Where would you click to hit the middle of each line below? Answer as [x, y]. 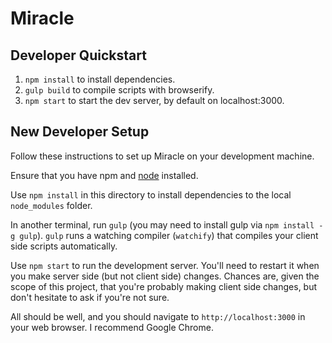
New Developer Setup [80, 132]
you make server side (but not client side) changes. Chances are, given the [165, 276]
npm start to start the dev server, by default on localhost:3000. [154, 100]
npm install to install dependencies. [100, 79]
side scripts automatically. [64, 246]
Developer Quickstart [78, 55]
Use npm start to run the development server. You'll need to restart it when [165, 265]
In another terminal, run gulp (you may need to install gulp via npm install [162, 224]
